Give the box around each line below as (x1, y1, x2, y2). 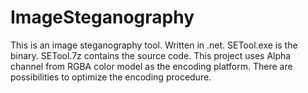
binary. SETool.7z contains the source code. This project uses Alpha (10, 49, 292, 61)
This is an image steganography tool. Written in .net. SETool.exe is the (10, 39, 298, 51)
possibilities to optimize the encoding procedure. (10, 71, 212, 83)
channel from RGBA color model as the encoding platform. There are (10, 60, 293, 72)
